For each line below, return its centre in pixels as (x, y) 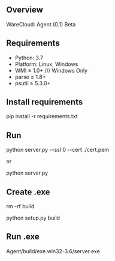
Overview (25, 10)
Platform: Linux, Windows (46, 64)
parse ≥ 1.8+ (30, 77)
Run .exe (23, 237)
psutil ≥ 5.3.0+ (33, 83)
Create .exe (28, 192)
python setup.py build (33, 218)
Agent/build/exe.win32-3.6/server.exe (53, 251)
